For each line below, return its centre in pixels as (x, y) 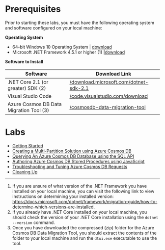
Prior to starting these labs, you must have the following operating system (80, 23)
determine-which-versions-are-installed (53, 207)
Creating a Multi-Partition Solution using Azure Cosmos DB (72, 151)
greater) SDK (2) (27, 88)
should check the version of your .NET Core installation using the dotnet (85, 217)
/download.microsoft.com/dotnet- (109, 82)
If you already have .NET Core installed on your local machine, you (80, 212)
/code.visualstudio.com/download (109, 96)
